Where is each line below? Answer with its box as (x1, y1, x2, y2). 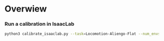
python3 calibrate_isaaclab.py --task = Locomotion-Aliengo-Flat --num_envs (4, 31, 161, 37)
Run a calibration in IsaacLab (4, 21, 74, 27)
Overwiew (4, 3, 47, 14)
